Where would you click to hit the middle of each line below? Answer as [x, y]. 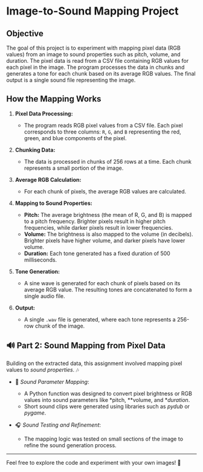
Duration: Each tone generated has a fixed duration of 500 [97, 253]
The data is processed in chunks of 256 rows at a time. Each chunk [108, 161]
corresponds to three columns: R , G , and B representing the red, [102, 132]
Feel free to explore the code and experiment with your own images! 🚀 [94, 462]
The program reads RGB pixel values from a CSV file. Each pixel [103, 125]
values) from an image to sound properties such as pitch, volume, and [93, 54]
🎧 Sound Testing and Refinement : [58, 425]
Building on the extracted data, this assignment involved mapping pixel [94, 363]
